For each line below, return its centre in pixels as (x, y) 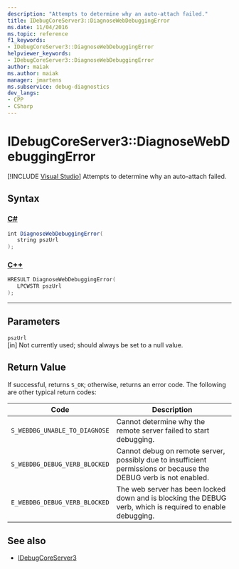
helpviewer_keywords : (39, 54)
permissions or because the (163, 468)
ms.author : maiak (33, 73)
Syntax (23, 199)
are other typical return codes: (52, 392)
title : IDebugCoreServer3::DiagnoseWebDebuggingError (89, 21)
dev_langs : (23, 93)
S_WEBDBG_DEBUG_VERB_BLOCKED (60, 464)
